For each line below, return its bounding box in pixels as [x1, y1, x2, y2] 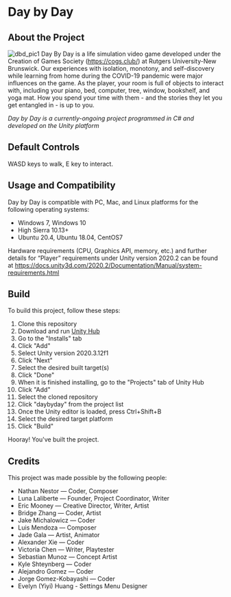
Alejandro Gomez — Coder [17, 567, 94, 576]
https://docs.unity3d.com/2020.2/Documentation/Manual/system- [14, 261, 202, 269]
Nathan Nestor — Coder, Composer [17, 487, 119, 495]
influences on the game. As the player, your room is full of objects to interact [8, 79, 224, 87]
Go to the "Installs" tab [17, 334, 82, 343]
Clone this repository [17, 320, 77, 328]
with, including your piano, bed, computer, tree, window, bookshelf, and [8, 87, 210, 94]
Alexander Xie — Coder [17, 538, 85, 547]
